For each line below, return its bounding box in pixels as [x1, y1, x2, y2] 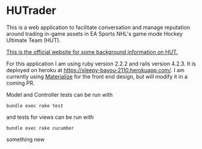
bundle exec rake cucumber [6, 125, 74, 131]
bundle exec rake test [6, 102, 64, 109]
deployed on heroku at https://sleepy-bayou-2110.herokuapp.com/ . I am [6, 66, 184, 73]
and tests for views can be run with [6, 113, 94, 121]
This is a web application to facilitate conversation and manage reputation [6, 24, 191, 31]
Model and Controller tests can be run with [6, 91, 113, 98]
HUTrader [6, 4, 56, 18]
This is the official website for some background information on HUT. [6, 48, 178, 55]
